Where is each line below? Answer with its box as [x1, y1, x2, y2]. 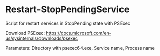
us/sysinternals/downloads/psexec [5, 35, 78, 41]
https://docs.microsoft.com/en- [46, 30, 111, 36]
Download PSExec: [5, 30, 45, 36]
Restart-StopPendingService [5, 4, 130, 15]
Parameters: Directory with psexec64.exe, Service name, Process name [5, 45, 155, 51]
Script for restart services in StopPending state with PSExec [5, 20, 131, 26]
